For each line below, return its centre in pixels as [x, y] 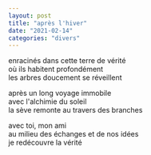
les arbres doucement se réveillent [65, 77]
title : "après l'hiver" [48, 23]
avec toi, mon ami [37, 125]
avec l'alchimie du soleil [48, 101]
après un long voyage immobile [60, 93]
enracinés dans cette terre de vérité [67, 61]
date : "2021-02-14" [41, 30]
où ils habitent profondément [56, 70]
